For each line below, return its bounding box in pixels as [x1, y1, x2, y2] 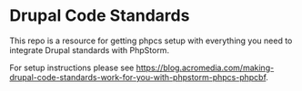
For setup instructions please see [9, 62, 135, 73]
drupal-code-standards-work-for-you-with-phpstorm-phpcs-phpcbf [9, 71, 267, 82]
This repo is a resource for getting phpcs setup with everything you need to [9, 35, 293, 46]
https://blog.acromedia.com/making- [136, 62, 275, 73]
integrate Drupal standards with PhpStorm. [9, 44, 170, 55]
